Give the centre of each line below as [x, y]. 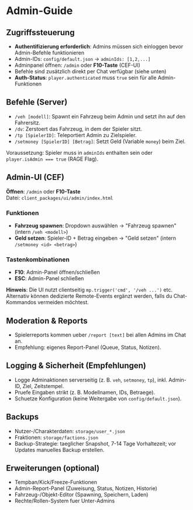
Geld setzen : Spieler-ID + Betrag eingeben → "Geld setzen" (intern [95, 238]
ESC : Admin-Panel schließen [49, 278]
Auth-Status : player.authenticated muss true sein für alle [85, 78]
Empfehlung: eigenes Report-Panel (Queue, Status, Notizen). [88, 348]
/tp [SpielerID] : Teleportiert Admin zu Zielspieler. [75, 135]
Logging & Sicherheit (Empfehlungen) [76, 365]
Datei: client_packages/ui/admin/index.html [60, 198]
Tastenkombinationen [38, 259]
